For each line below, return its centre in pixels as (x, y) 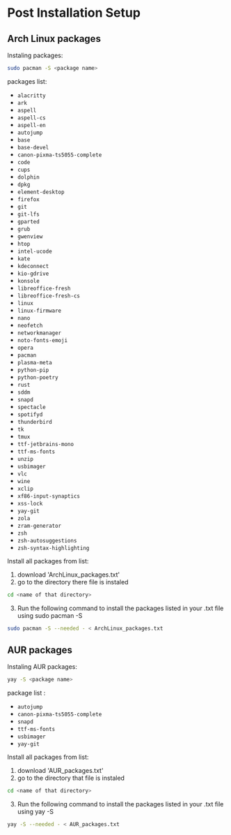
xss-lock (30, 503)
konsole (28, 281)
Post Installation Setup (74, 13)
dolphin (28, 177)
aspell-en (32, 125)
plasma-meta (34, 362)
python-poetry (38, 377)
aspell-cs (32, 118)
